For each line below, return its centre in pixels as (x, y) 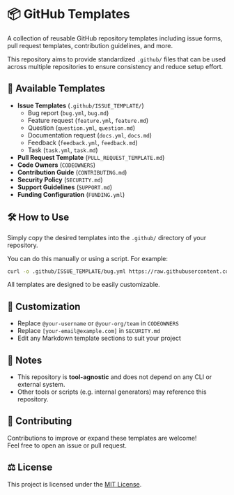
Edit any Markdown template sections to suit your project (99, 338)
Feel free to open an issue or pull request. (67, 445)
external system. (41, 385)
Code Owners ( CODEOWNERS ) (56, 165)
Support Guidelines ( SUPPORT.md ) (65, 187)
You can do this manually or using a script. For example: (88, 258)
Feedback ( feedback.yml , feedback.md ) (83, 142)
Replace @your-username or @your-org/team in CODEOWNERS (98, 323)
